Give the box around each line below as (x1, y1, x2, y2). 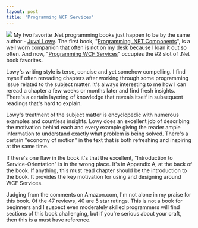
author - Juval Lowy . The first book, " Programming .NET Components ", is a (6, 37, 190, 45)
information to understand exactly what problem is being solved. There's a (6, 130, 188, 137)
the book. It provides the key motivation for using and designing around (6, 173, 181, 180)
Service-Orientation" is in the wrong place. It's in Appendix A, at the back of (6, 160, 193, 167)
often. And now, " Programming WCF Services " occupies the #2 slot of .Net (6, 50, 190, 57)
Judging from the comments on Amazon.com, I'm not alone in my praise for (6, 191, 191, 198)
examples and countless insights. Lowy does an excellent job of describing (6, 117, 190, 125)
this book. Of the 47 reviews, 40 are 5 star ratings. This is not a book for (6, 197, 183, 204)
